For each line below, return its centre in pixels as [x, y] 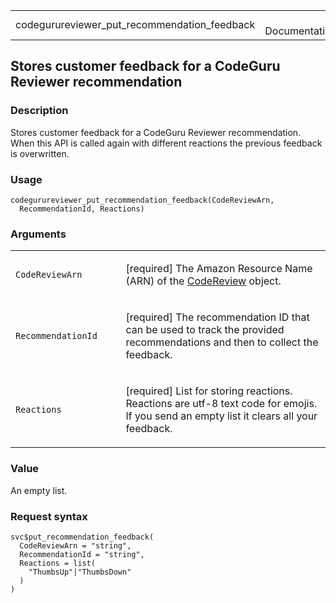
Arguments [38, 234]
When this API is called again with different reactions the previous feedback [166, 143]
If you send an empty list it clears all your [221, 416]
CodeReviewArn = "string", [75, 545]
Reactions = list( [58, 563]
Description [39, 111]
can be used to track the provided [205, 330]
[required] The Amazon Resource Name [219, 269]
